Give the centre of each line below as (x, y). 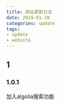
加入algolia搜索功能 (30, 96)
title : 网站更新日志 (29, 12)
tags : (13, 29)
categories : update (31, 23)
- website (19, 40)
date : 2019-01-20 (28, 18)
